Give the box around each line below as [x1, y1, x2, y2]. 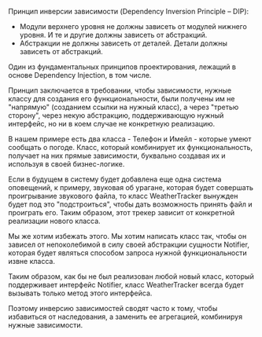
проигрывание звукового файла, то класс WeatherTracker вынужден [8, 192, 238, 200]
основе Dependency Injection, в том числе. [8, 71, 152, 79]
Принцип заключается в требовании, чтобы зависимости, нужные [8, 86, 232, 95]
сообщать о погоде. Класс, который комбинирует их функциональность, [8, 143, 253, 152]
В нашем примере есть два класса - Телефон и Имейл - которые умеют [8, 134, 252, 144]
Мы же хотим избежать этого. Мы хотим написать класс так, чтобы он [8, 232, 247, 240]
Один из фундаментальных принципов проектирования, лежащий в [8, 62, 236, 71]
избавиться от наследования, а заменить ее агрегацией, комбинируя [8, 312, 242, 321]
